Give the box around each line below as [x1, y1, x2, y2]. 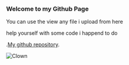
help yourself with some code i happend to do [6, 30, 118, 37]
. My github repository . [6, 41, 60, 48]
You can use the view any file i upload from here [6, 18, 124, 25]
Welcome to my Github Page [6, 5, 89, 13]
